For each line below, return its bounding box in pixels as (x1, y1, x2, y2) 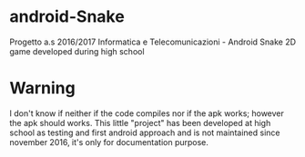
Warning (9, 78, 76, 99)
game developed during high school (9, 45, 145, 56)
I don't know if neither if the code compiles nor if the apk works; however (9, 107, 284, 119)
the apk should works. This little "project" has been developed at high (9, 117, 271, 128)
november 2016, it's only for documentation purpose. (9, 136, 209, 147)
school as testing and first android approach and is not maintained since (9, 127, 280, 138)
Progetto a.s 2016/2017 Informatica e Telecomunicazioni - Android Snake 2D (9, 36, 297, 47)
